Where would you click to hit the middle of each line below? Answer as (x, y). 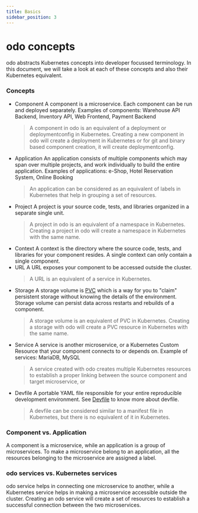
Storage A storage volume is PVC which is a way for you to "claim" (96, 290)
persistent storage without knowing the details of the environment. (96, 297)
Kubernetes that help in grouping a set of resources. (93, 195)
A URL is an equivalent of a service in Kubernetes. (90, 279)
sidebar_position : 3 (32, 17)
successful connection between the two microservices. (74, 505)
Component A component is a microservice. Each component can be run (103, 104)
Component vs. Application (46, 432)
